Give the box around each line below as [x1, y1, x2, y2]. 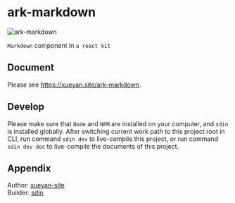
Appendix [7, 162, 51, 174]
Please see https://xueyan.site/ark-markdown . [7, 80, 141, 89]
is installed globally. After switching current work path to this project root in [7, 127, 225, 135]
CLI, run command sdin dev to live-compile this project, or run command [7, 135, 218, 143]
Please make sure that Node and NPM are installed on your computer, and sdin [7, 119, 229, 128]
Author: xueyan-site [7, 181, 65, 190]
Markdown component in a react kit [7, 41, 111, 49]
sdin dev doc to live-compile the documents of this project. [7, 142, 179, 150]
